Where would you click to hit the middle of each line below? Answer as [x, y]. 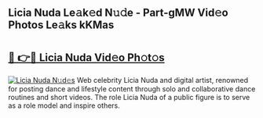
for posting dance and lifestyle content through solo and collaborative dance [132, 89]
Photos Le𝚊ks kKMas [61, 25]
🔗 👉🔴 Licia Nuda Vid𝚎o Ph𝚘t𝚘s [86, 57]
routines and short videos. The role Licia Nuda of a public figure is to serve [129, 97]
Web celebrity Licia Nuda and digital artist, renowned [163, 80]
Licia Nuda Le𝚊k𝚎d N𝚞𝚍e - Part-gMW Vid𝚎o [119, 13]
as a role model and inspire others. [64, 105]
